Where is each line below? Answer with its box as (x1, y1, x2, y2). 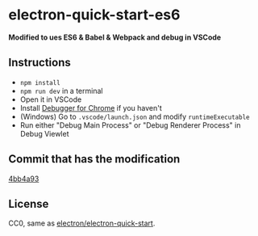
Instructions (8, 56, 71, 70)
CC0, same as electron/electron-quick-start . (8, 218, 156, 228)
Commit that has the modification (8, 152, 181, 166)
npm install (19, 78, 60, 86)
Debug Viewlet (19, 129, 69, 138)
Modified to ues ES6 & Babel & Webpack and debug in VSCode (8, 32, 222, 42)
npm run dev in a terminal (19, 86, 103, 95)
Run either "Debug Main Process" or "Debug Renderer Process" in (19, 120, 241, 130)
